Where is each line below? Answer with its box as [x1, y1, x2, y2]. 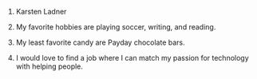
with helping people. [15, 61, 84, 71]
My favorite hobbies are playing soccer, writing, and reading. [15, 22, 216, 31]
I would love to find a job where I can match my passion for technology [15, 53, 249, 62]
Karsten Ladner [15, 7, 67, 16]
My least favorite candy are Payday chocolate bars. [15, 38, 185, 47]
